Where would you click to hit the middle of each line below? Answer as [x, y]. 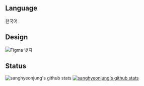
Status [16, 66]
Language [21, 8]
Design [17, 37]
